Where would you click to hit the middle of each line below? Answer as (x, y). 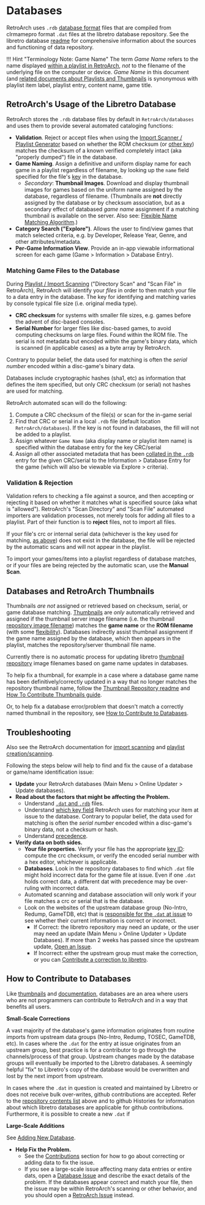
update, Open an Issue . (63, 946)
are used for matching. (35, 391)
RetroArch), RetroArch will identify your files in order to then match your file (101, 290)
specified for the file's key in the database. (69, 176)
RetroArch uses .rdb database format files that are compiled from (89, 28)
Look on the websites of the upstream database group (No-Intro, (106, 907)
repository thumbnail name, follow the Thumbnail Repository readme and (98, 688)
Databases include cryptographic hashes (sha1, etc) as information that (96, 378)
